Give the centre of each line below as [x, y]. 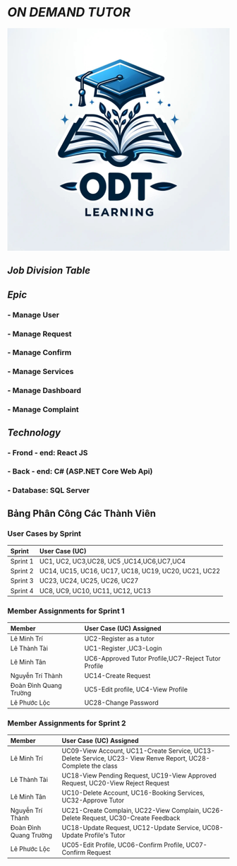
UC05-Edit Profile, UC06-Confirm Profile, [123, 845]
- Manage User [34, 315]
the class [104, 766]
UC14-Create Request [117, 675]
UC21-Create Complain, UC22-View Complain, [131, 810]
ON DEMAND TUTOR [69, 12]
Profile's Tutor [105, 835]
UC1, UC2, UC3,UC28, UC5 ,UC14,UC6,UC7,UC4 [113, 561]
